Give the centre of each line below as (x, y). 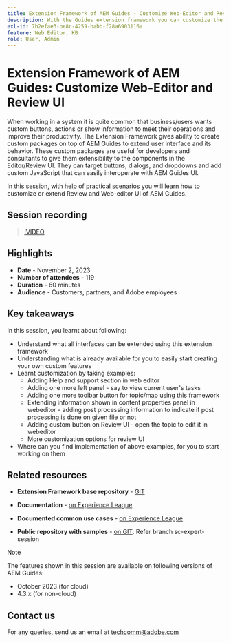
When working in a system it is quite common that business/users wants (110, 122)
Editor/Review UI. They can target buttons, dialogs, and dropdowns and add (114, 165)
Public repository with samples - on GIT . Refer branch (95, 532)
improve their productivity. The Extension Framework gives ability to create (113, 136)
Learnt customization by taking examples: (76, 373)
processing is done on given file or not (82, 417)
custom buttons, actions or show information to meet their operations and (111, 129)
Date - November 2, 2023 (54, 270)
